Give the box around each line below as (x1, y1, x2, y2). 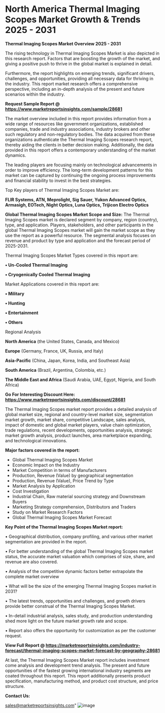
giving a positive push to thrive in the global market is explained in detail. (5, 61, 153, 67)
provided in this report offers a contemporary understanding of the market (5, 147, 156, 153)
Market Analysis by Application (12, 483, 75, 489)
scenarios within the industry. (5, 91, 65, 97)
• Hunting (5, 300, 26, 306)
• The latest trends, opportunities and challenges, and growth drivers (5, 598, 145, 604)
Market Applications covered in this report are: (5, 281, 99, 287)
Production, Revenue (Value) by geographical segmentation (12, 472, 134, 478)
